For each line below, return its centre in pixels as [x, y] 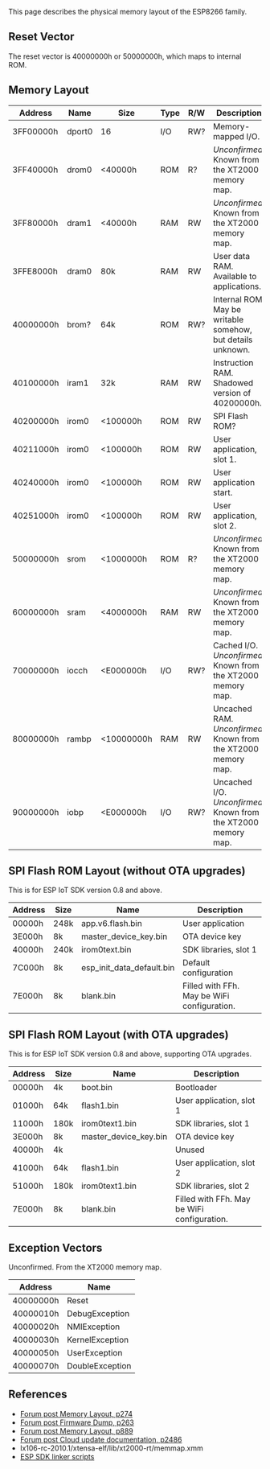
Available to [235, 276]
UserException [95, 1353]
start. [223, 492]
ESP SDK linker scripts [57, 1456]
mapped [229, 136]
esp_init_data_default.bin [128, 968]
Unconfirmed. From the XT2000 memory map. [85, 1267]
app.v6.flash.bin [112, 924]
